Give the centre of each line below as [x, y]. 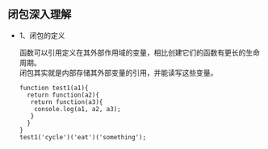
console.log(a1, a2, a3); [78, 109]
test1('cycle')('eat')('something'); [83, 137]
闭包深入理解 [40, 14]
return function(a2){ [63, 95]
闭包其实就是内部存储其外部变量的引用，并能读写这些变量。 [118, 72]
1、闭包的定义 [42, 35]
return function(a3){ [67, 102]
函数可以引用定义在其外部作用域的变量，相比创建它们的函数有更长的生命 [139, 52]
